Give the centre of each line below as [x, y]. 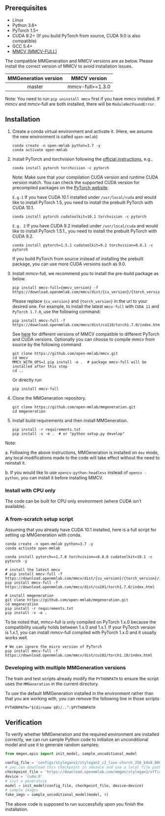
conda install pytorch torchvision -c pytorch [61, 168]
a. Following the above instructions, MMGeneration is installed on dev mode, [82, 452]
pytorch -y [16, 561]
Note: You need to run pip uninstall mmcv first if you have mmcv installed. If [82, 98]
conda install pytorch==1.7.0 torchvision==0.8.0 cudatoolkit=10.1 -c [79, 557]
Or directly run [27, 380]
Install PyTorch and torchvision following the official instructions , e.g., [82, 159]
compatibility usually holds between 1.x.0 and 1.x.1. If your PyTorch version [80, 628]
